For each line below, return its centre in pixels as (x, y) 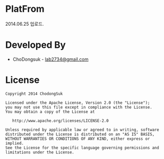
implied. (15, 143)
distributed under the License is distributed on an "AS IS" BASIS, (80, 134)
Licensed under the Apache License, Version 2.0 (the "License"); (78, 103)
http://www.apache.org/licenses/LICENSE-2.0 (60, 121)
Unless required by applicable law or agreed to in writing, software (82, 130)
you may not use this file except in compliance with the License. (79, 107)
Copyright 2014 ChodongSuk (34, 94)
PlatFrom (25, 9)
